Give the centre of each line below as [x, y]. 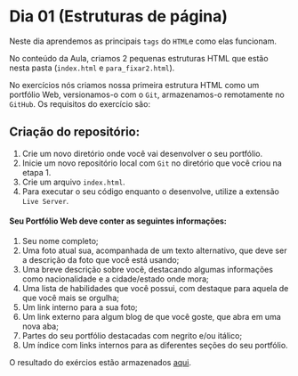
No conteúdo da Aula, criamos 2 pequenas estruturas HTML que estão [139, 58]
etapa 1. [36, 172]
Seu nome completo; [60, 241]
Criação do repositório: [75, 132]
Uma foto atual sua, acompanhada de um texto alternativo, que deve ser [154, 250]
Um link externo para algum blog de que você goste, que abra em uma [152, 316]
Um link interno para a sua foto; [80, 307]
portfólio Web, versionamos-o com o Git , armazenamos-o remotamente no [147, 94]
